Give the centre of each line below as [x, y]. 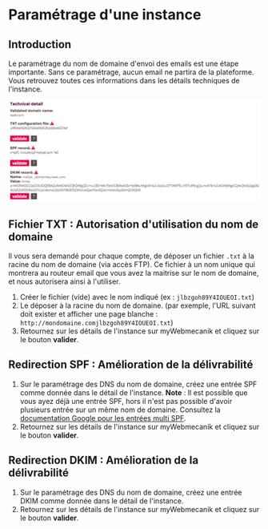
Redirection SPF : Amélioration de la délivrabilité [131, 365]
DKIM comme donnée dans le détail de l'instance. [102, 501]
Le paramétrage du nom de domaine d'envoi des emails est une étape [124, 63]
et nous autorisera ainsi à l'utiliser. [64, 281]
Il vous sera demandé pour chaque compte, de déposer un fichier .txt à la [131, 256]
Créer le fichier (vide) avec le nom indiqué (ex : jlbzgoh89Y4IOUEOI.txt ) [137, 297]
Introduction [40, 44]
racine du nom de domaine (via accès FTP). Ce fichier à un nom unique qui [132, 264]
